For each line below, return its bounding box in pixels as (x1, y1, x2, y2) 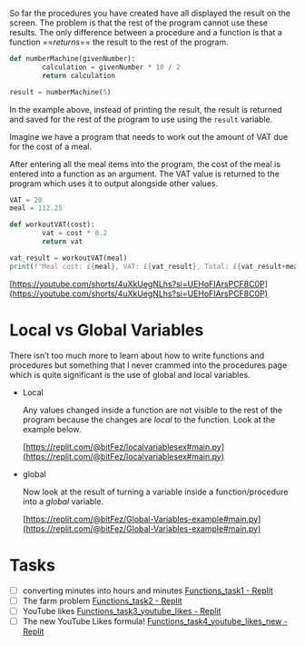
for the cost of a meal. (9, 141, 93, 152)
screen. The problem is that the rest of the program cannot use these (9, 17, 268, 28)
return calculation (42, 71, 116, 80)
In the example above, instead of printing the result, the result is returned (9, 104, 283, 114)
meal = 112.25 (9, 204, 64, 213)
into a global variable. (22, 495, 104, 507)
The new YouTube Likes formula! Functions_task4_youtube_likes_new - (22, 615, 289, 626)
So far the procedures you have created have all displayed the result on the (9, 8, 291, 18)
